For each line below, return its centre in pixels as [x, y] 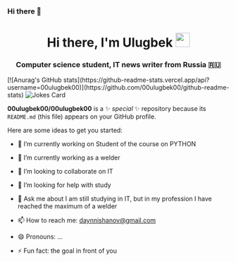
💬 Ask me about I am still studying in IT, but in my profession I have [115, 199]
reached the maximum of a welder [67, 206]
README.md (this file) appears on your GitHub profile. [82, 117]
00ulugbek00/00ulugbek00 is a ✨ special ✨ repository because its [107, 109]
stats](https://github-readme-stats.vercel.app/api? [136, 80]
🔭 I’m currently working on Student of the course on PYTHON [107, 144]
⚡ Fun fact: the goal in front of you [67, 251]
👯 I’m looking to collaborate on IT [66, 172]
